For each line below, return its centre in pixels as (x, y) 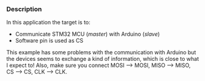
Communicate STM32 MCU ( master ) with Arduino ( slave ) (88, 34)
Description (24, 9)
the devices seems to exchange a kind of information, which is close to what (103, 59)
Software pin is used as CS (49, 41)
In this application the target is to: (48, 23)
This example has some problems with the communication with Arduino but (101, 52)
